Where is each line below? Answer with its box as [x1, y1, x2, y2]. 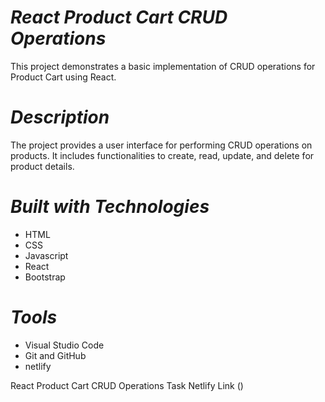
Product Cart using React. [10, 71, 117, 83]
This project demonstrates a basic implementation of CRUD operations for [10, 60, 316, 72]
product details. [10, 160, 75, 172]
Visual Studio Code [24, 339, 105, 351]
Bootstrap [24, 271, 66, 283]
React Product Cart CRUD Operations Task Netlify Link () [10, 379, 244, 391]
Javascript [24, 249, 69, 261]
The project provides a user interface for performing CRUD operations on [10, 139, 313, 151]
